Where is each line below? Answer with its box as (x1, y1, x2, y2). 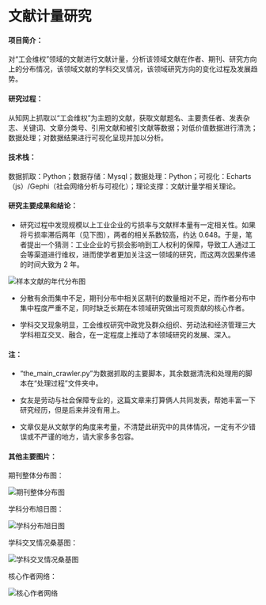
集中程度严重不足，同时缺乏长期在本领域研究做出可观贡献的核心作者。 (19, 303, 249, 313)
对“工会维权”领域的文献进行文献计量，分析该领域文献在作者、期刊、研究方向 (8, 55, 257, 64)
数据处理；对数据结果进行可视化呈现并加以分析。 (8, 132, 168, 143)
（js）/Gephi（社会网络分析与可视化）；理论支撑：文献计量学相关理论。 (8, 181, 240, 191)
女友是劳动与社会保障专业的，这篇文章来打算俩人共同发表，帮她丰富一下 (19, 395, 256, 405)
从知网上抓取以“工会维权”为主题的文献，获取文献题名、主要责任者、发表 (8, 112, 244, 123)
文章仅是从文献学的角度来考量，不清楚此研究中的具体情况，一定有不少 (19, 422, 249, 432)
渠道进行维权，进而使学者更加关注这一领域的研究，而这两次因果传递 (33, 250, 256, 259)
